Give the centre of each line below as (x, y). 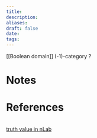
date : (13, 34)
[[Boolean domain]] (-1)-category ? (49, 56)
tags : (13, 39)
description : (22, 17)
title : (14, 12)
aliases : (17, 23)
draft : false (22, 28)
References (35, 107)
